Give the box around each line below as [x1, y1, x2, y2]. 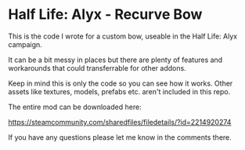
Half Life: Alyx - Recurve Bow [8, 5, 203, 24]
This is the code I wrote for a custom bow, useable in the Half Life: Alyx [8, 31, 237, 41]
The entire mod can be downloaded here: [8, 102, 142, 112]
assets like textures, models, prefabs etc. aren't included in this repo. [8, 86, 231, 96]
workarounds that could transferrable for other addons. [8, 63, 186, 72]
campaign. [8, 39, 43, 49]
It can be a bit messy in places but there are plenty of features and [8, 55, 223, 64]
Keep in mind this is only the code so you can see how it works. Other [8, 79, 233, 88]
